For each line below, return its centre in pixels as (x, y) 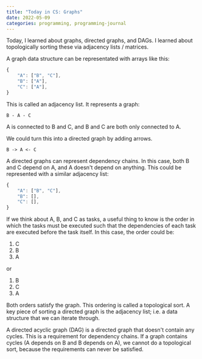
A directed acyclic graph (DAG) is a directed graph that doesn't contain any (100, 330)
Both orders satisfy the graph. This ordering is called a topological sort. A (98, 305)
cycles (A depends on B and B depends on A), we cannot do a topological (99, 343)
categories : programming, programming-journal (66, 23)
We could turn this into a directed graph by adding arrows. (79, 138)
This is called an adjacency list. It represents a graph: (73, 104)
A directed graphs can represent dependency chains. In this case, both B (98, 161)
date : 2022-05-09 (28, 18)
